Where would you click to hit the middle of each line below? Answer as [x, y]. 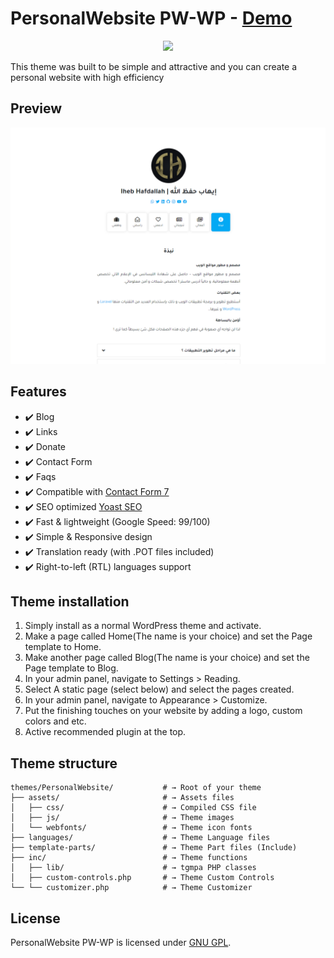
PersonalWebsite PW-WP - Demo [151, 18]
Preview [36, 108]
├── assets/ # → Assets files [122, 798]
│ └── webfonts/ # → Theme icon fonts [131, 828]
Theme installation [70, 601]
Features [38, 392]
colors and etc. [55, 721]
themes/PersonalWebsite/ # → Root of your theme [136, 788]
